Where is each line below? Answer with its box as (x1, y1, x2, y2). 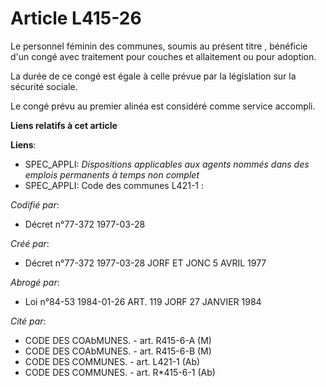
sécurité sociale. (10, 80, 78, 92)
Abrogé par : (10, 276, 60, 288)
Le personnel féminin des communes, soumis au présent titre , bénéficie (10, 40, 308, 52)
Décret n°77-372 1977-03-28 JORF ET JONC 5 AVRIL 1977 (24, 257, 267, 269)
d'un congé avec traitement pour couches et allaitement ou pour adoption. (10, 50, 317, 62)
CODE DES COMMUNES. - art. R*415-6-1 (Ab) (24, 366, 216, 378)
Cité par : (10, 315, 47, 327)
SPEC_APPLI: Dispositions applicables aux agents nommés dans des (24, 158, 310, 170)
